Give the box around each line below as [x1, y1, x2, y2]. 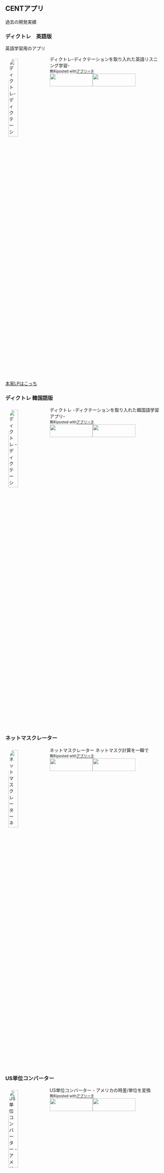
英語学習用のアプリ [5, 45, 46, 51]
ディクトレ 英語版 [5, 33, 52, 40]
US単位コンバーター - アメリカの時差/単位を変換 [50, 1087, 151, 1093]
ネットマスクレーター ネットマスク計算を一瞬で [50, 747, 149, 753]
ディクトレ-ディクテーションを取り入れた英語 [50, 56, 145, 62]
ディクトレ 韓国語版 [5, 395, 53, 402]
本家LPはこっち [5, 380, 37, 387]
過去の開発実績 [5, 19, 37, 25]
